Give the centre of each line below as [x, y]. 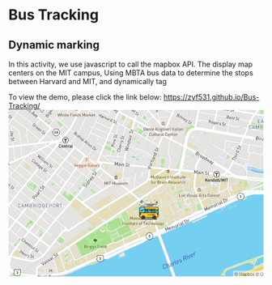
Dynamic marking [54, 45]
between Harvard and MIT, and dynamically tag [88, 81]
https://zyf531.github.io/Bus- [211, 97]
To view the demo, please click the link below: [85, 97]
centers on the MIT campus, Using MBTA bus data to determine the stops [131, 73]
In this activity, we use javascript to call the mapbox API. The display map [131, 64]
